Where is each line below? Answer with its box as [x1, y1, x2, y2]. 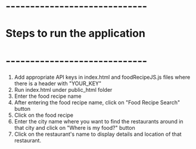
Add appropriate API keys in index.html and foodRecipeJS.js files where [14, 74, 191, 81]
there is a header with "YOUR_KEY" [14, 80, 102, 87]
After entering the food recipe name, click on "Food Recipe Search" [14, 99, 180, 106]
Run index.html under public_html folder [14, 86, 113, 94]
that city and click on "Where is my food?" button [14, 125, 135, 132]
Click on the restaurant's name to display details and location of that [14, 131, 182, 138]
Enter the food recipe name [14, 92, 82, 100]
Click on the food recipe [14, 111, 74, 119]
